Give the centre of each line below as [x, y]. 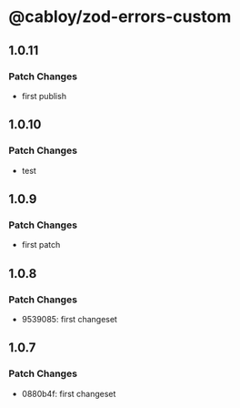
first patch [41, 245]
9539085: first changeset [69, 319]
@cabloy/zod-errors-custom [120, 17]
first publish [44, 96]
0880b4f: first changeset [69, 393]
